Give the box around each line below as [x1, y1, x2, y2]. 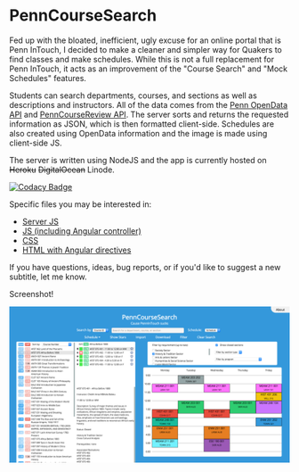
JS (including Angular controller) [21, 225, 142, 236]
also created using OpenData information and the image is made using [9, 128, 268, 138]
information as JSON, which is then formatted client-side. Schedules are [9, 118, 274, 129]
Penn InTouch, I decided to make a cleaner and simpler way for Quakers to [9, 44, 282, 54]
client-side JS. [9, 137, 62, 148]
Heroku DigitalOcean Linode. [9, 164, 116, 175]
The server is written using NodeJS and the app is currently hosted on [9, 154, 267, 165]
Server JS [21, 216, 60, 227]
